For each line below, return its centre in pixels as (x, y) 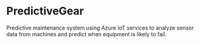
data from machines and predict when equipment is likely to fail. (87, 34)
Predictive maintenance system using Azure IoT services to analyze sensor (100, 28)
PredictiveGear (45, 11)
